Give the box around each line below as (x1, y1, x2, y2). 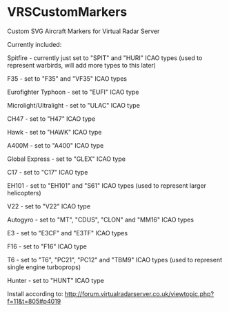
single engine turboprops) (7, 263, 81, 271)
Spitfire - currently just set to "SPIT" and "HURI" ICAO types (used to (7, 53, 203, 62)
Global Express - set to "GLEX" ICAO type (7, 155, 126, 163)
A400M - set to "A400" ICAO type (7, 141, 104, 149)
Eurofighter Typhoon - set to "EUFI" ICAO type (7, 88, 139, 96)
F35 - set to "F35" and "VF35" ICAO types (7, 74, 128, 83)
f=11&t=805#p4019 (7, 297, 61, 305)
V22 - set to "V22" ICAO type (7, 202, 91, 211)
